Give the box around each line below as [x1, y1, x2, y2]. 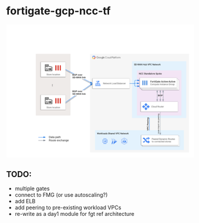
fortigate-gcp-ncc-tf [6, 4, 111, 18]
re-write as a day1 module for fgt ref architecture [14, 210, 135, 218]
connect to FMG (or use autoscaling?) [14, 191, 108, 199]
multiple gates [14, 185, 50, 192]
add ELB [14, 198, 36, 205]
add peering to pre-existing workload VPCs [14, 204, 122, 211]
